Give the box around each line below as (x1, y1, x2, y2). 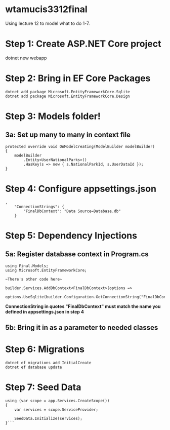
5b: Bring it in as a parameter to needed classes (5, 323, 158, 332)
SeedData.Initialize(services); (14, 416, 82, 421)
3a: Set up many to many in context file (5, 131, 131, 139)
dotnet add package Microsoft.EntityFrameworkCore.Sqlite (5, 89, 130, 94)
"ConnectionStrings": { (14, 204, 65, 209)
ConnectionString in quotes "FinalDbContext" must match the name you (5, 303, 161, 309)
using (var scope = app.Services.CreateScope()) (5, 399, 110, 404)
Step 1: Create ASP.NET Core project (5, 38, 161, 50)
